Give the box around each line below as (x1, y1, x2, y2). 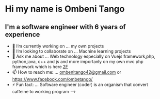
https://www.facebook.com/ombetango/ (12, 76, 93, 82)
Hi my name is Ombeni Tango (5, 3, 125, 15)
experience (5, 30, 40, 38)
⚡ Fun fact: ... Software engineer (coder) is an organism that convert (12, 82, 148, 87)
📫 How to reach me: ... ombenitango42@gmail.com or (12, 69, 122, 75)
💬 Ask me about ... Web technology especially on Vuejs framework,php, (12, 53, 156, 59)
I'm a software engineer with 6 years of (5, 23, 126, 31)
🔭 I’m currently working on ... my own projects (12, 43, 104, 49)
